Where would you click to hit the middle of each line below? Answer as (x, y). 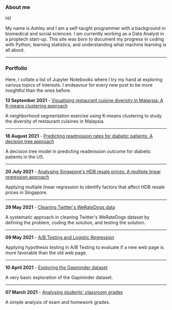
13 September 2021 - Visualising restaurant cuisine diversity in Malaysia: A (84, 100)
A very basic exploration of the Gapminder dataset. (59, 277)
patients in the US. (25, 157)
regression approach (27, 177)
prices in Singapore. (26, 192)
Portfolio (16, 68)
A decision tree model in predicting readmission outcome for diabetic (78, 151)
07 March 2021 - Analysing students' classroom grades (64, 292)
